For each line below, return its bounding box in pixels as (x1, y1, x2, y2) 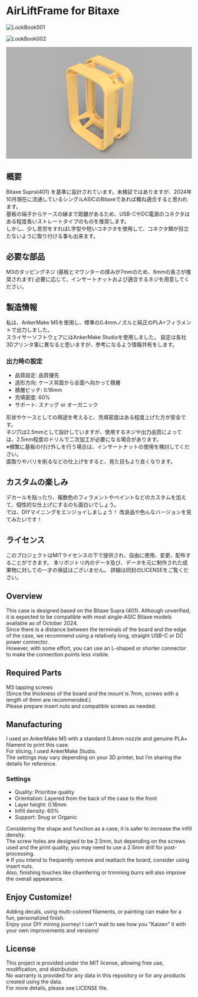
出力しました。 (16, 326, 53, 334)
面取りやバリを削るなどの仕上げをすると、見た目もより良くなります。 (6, 458, 176, 465)
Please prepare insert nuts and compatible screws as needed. (6, 702, 157, 710)
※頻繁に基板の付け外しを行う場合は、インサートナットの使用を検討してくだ (6, 443, 190, 450)
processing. (6, 850, 35, 857)
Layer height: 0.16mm (14, 801, 67, 808)
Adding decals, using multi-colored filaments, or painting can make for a (6, 908, 181, 915)
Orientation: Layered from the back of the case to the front (14, 795, 157, 802)
